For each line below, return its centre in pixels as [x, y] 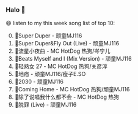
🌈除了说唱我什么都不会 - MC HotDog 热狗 [67, 97]
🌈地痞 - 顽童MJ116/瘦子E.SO [50, 74]
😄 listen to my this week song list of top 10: [60, 23]
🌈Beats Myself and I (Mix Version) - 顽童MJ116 [73, 59]
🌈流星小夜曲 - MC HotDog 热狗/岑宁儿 [62, 51]
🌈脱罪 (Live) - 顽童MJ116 [45, 105]
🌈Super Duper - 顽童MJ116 [48, 36]
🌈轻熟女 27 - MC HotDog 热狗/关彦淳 [61, 66]
